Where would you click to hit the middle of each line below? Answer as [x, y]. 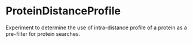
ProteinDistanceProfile [63, 11]
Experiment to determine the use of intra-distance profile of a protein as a [96, 27]
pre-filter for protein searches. [43, 33]
